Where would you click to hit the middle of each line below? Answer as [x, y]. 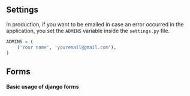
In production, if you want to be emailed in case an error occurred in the [95, 24]
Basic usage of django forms [43, 87]
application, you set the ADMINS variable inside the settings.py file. [88, 31]
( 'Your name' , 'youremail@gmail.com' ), [67, 47]
